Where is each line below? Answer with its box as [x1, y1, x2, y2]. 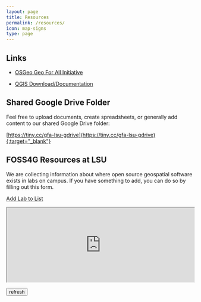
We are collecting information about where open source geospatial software [6, 170, 193, 178]
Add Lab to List [6, 195, 43, 202]
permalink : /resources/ [6, 20, 65, 26]
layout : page [6, 8, 39, 15]
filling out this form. [6, 183, 54, 191]
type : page [6, 31, 33, 37]
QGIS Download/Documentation [14, 80, 93, 87]
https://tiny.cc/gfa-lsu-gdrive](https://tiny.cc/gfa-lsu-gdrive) [8, 131, 156, 138]
